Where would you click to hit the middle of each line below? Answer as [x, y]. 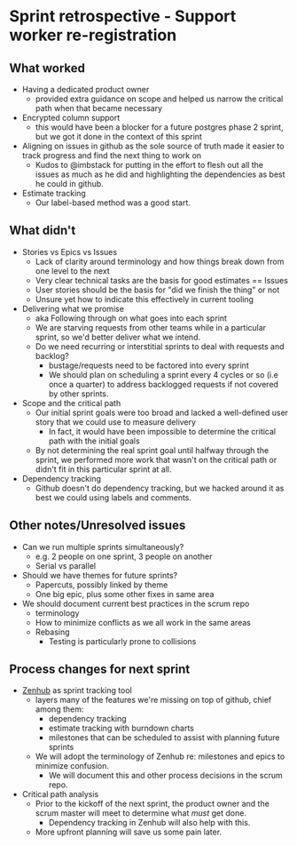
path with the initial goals [94, 441]
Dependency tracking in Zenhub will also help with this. [149, 823]
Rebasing [52, 632]
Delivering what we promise [73, 308]
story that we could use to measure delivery [116, 422]
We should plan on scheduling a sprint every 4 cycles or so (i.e [164, 374]
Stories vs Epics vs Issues [70, 251]
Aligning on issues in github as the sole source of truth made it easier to [153, 146]
